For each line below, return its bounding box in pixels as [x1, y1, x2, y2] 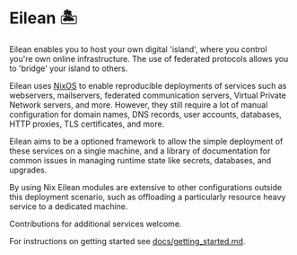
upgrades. [9, 164, 48, 175]
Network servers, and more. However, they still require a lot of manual [9, 99, 268, 110]
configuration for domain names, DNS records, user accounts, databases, [9, 109, 283, 119]
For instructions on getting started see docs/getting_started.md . [9, 235, 246, 246]
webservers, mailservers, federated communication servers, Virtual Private [9, 90, 287, 101]
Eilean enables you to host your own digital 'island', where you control [9, 43, 267, 55]
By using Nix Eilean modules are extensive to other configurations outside [9, 181, 283, 192]
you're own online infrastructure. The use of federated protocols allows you [9, 53, 289, 64]
